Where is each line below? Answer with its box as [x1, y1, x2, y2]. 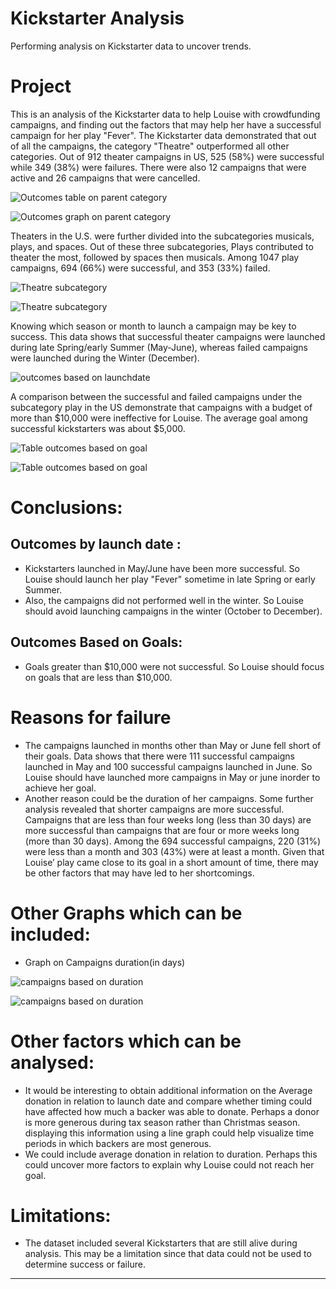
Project [10, 75, 72, 98]
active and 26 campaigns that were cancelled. [10, 172, 201, 184]
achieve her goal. [24, 782, 97, 794]
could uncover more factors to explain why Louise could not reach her [24, 1158, 315, 1171]
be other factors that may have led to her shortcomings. [24, 867, 255, 879]
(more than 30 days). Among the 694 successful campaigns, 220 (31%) [24, 835, 322, 847]
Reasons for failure [10, 706, 172, 729]
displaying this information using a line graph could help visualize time [24, 1127, 315, 1139]
